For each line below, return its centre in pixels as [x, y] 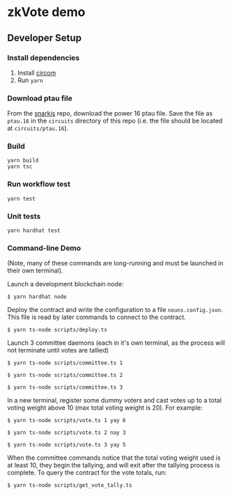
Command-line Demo [44, 248]
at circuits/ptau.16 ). [38, 128]
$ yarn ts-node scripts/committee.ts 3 [65, 387]
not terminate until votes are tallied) [58, 350]
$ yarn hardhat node [37, 297]
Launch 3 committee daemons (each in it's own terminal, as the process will [116, 343]
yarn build [23, 161]
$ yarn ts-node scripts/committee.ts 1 [65, 363]
